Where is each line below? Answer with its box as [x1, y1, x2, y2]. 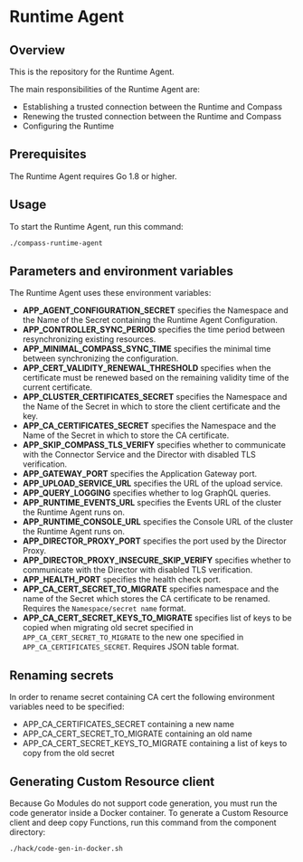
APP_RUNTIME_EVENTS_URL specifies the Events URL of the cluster [22, 497, 282, 508]
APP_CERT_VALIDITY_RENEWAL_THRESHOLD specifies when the [22, 363, 271, 374]
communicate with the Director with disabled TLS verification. [22, 564, 253, 575]
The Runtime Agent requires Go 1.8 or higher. [9, 170, 177, 182]
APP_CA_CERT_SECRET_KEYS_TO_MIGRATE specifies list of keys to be [22, 612, 292, 623]
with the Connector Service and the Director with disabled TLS [22, 450, 256, 460]
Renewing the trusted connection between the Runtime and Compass [22, 111, 282, 121]
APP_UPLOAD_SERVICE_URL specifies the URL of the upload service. [22, 478, 283, 489]
